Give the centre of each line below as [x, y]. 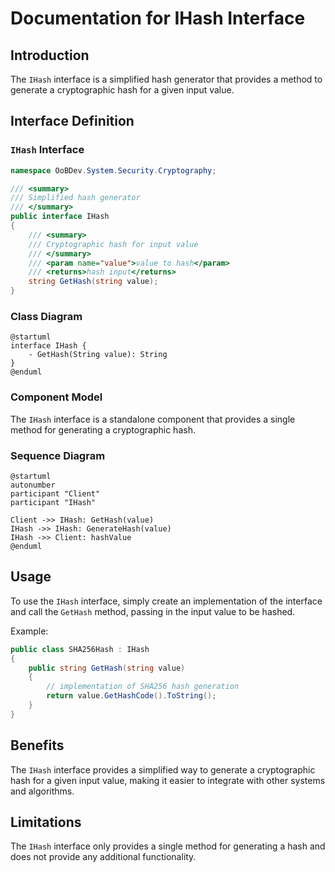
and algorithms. [42, 791]
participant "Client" [55, 493]
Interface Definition [72, 121]
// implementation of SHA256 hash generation [143, 687]
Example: [29, 631]
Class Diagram [46, 316]
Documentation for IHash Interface [158, 18]
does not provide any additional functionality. [103, 857]
